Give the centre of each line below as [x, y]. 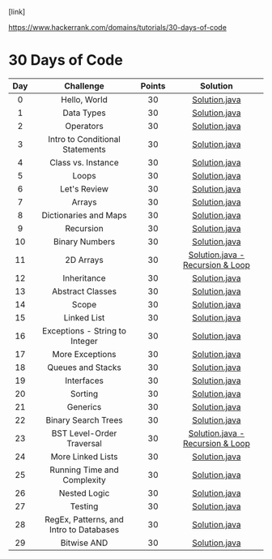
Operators [84, 126]
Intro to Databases [84, 529]
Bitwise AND [84, 543]
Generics [84, 406]
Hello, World [84, 99]
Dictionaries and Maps [84, 215]
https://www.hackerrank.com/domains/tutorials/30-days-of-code [117, 27]
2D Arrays [84, 260]
